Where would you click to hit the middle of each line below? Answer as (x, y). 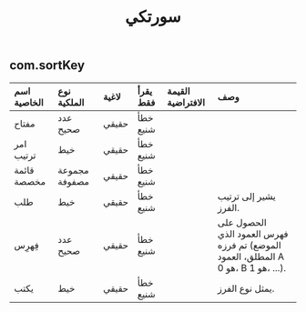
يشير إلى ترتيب (246, 196)
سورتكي (153, 17)
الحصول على (242, 222)
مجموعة (73, 170)
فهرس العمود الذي (253, 234)
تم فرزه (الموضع (250, 245)
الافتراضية (186, 102)
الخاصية (29, 102)
